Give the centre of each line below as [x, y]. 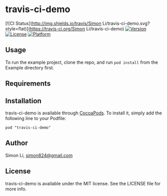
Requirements [28, 84]
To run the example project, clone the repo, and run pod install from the [82, 62]
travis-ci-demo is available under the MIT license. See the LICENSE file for [83, 183]
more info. [16, 189]
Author [16, 143]
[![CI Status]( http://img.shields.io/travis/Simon [53, 23]
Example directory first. [30, 67]
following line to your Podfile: [36, 118]
